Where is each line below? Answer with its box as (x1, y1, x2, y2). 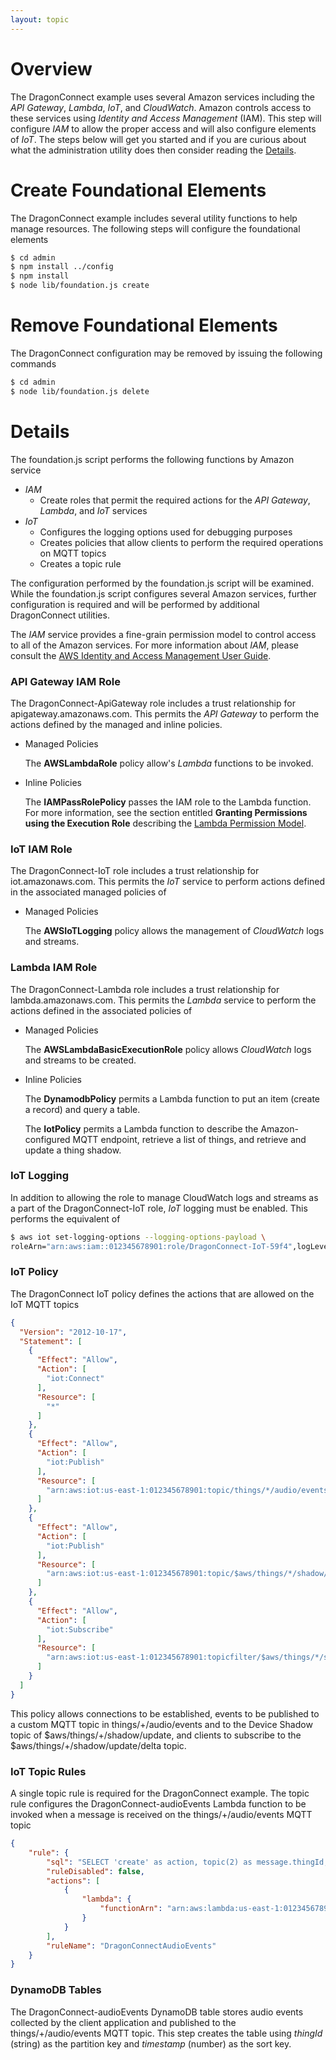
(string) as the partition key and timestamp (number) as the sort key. (10, 2037, 292, 2050)
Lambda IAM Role (10, 961, 98, 975)
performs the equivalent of (10, 1212, 121, 1225)
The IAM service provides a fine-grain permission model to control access (10, 628, 317, 640)
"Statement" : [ (19, 1336, 83, 1346)
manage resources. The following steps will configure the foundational (10, 222, 301, 235)
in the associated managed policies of (10, 886, 167, 898)
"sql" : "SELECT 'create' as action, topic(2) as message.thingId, (46, 1857, 329, 1867)
